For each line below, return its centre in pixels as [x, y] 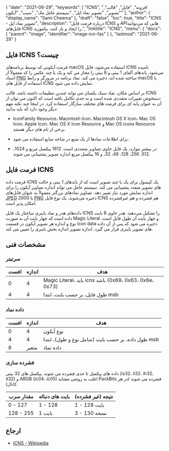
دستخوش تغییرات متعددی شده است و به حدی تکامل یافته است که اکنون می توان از [83, 98]
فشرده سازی [20, 362]
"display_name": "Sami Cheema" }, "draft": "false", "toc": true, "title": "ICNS [84, 18]
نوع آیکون [53, 331]
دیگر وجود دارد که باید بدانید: [32, 109]
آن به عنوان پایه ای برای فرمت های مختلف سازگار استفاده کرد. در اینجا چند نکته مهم [84, 103]
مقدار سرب [21, 396]
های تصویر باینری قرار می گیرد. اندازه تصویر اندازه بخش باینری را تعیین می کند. [79, 229]
